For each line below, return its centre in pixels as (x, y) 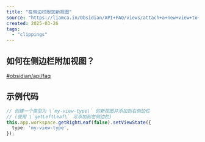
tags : (13, 29)
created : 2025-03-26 (33, 23)
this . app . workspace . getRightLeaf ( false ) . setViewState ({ (79, 122)
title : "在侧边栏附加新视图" (39, 12)
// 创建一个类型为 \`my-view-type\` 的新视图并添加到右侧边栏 (78, 111)
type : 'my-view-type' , (41, 128)
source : (16, 18)
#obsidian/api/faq (29, 76)
